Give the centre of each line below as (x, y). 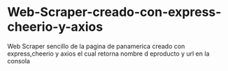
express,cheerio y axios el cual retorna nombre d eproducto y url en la (108, 54)
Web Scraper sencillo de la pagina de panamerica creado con (96, 46)
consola (19, 61)
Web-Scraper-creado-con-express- (114, 12)
